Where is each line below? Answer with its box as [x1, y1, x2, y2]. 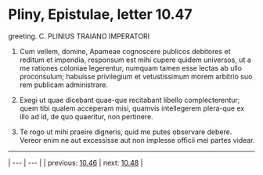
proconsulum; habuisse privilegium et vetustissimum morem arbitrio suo [19, 71, 253, 81]
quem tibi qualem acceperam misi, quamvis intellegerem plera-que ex [19, 104, 245, 113]
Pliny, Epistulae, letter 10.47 [8, 5, 193, 24]
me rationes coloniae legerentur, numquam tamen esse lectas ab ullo [19, 63, 243, 72]
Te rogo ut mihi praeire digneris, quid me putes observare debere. [19, 127, 232, 137]
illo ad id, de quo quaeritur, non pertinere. [19, 111, 154, 121]
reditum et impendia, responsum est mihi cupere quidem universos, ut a [19, 55, 252, 64]
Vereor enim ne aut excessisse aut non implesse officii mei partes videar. [19, 135, 255, 144]
